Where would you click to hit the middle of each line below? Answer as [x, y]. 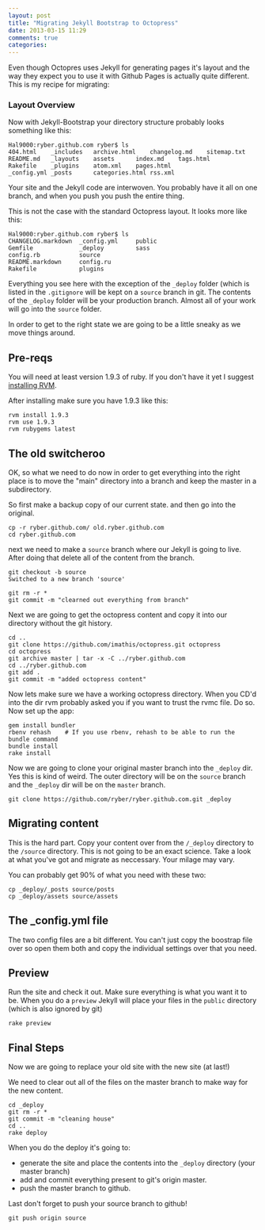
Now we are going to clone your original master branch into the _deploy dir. [131, 768]
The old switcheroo [57, 453]
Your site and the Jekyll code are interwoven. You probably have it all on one [133, 188]
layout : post [30, 15]
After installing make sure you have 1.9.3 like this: [88, 400]
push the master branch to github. [75, 1188]
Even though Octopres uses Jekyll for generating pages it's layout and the [129, 67]
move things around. [42, 333]
